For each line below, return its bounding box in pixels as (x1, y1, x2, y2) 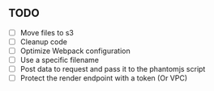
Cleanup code (19, 36, 67, 47)
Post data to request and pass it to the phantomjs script (19, 64, 206, 74)
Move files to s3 (19, 27, 75, 37)
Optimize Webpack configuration (19, 46, 131, 56)
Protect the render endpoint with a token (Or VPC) (19, 73, 188, 83)
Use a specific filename (19, 56, 100, 64)
